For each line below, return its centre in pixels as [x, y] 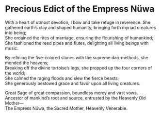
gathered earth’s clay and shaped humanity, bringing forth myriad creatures [80, 27]
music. [12, 48]
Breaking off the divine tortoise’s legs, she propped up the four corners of [79, 68]
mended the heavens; [27, 63]
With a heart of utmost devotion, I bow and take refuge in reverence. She [78, 22]
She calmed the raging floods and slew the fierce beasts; [62, 78]
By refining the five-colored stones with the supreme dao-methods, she [77, 57]
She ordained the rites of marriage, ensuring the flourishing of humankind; [79, 38]
